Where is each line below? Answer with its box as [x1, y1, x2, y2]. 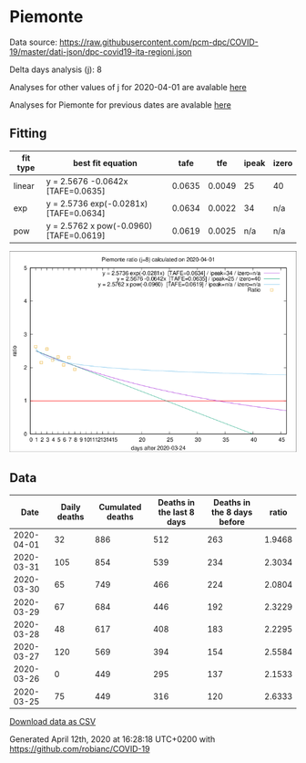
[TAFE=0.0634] [46, 207, 106, 218]
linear [13, 181, 35, 191]
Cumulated [98, 502, 142, 513]
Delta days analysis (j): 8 [9, 64, 102, 75]
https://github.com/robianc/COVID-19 [9, 744, 150, 755]
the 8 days [210, 507, 253, 517]
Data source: [9, 37, 57, 47]
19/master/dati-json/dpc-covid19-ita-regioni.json [9, 46, 193, 57]
